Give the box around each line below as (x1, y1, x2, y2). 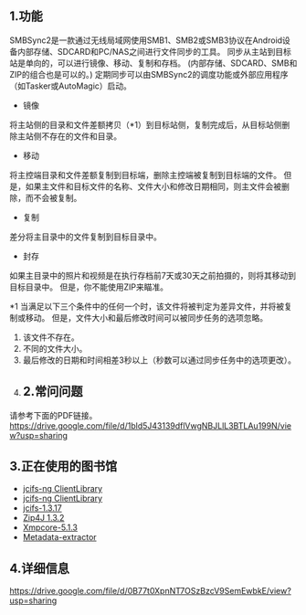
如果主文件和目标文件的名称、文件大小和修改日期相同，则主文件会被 (25, 181, 281, 192)
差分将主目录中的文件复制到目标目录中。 (9, 231, 162, 242)
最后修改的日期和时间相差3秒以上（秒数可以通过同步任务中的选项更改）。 (22, 355, 297, 366)
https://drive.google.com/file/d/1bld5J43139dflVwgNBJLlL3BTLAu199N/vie (9, 419, 292, 431)
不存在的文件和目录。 (40, 131, 121, 142)
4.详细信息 (9, 560, 70, 576)
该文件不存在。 (22, 332, 79, 343)
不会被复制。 (33, 192, 82, 203)
